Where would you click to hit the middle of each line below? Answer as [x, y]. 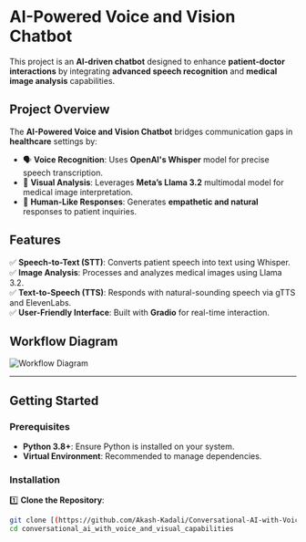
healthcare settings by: [53, 141]
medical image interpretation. [78, 192]
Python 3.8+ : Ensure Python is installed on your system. [128, 447]
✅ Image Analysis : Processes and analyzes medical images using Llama [146, 272]
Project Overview [60, 110]
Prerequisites [40, 426]
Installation [35, 479]
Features [35, 240]
